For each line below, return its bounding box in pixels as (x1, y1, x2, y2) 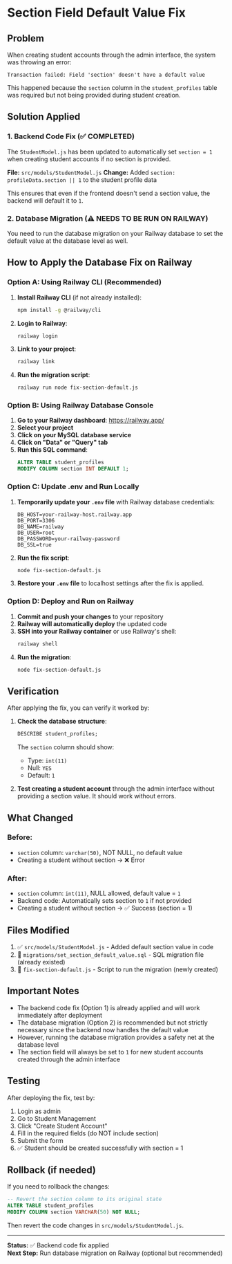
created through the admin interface (17, 1055, 121, 1063)
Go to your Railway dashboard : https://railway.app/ (17, 416, 164, 425)
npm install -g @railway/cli (17, 306, 101, 313)
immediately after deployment (17, 1011, 102, 1019)
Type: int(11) (27, 756, 68, 765)
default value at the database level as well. (7, 237, 128, 245)
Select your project (17, 423, 74, 432)
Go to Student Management (17, 1114, 97, 1122)
